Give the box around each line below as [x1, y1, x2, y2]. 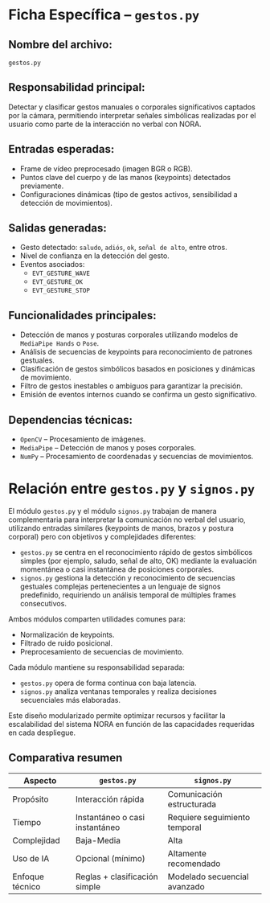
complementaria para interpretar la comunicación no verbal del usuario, [8, 515, 247, 524]
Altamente [167, 848, 207, 859]
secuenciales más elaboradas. [19, 696, 121, 704]
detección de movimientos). [19, 198, 112, 207]
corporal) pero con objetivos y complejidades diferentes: [8, 532, 197, 541]
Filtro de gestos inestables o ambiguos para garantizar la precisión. [19, 381, 243, 391]
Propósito [12, 794, 49, 805]
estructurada [167, 798, 217, 810]
